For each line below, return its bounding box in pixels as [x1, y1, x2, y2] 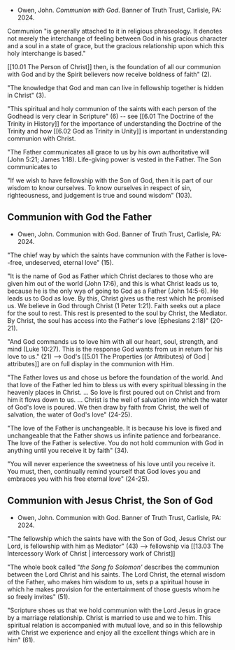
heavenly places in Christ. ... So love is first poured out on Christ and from [7, 388, 220, 396]
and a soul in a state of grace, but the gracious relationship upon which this [7, 42, 225, 50]
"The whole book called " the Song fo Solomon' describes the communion [7, 563, 220, 571]
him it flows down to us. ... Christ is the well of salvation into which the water [7, 395, 228, 404]
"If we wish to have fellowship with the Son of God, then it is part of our [7, 176, 213, 185]
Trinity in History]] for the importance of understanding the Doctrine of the [7, 120, 222, 128]
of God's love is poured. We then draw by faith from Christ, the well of [7, 403, 209, 411]
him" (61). [7, 635, 36, 644]
